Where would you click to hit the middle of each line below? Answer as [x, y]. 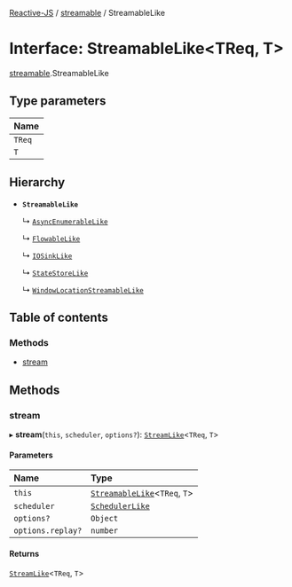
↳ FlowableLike [51, 238]
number [104, 531]
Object [104, 519]
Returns [24, 553]
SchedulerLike [120, 506]
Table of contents [59, 317]
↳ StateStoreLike [55, 272]
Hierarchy [37, 182]
